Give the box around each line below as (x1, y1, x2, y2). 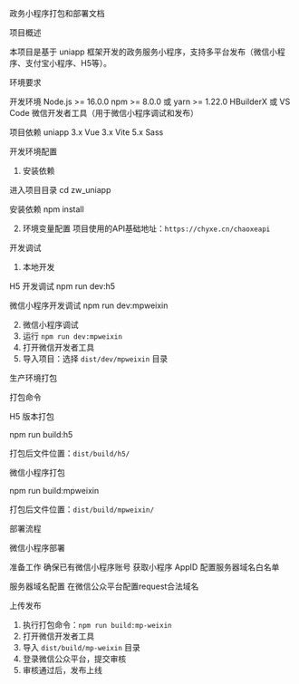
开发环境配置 (9, 146, 57, 157)
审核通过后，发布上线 (22, 665, 102, 675)
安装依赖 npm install (9, 204, 84, 215)
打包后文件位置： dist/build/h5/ (9, 448, 130, 458)
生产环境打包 (9, 372, 57, 383)
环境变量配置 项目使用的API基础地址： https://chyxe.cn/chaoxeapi (22, 223, 271, 234)
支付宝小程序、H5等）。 (24, 58, 111, 68)
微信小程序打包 (9, 467, 65, 477)
